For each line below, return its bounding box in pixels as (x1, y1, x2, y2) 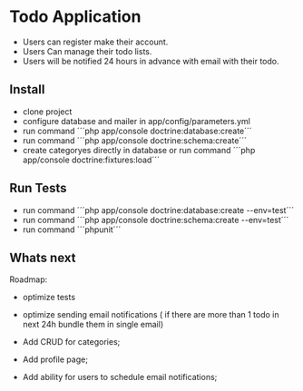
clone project (22, 106, 73, 117)
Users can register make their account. (22, 36, 169, 47)
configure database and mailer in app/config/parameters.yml (22, 115, 251, 126)
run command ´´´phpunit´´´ (22, 224, 122, 235)
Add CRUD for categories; (22, 337, 121, 347)
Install (9, 82, 45, 97)
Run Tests (9, 181, 67, 196)
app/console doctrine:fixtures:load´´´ (22, 154, 161, 165)
